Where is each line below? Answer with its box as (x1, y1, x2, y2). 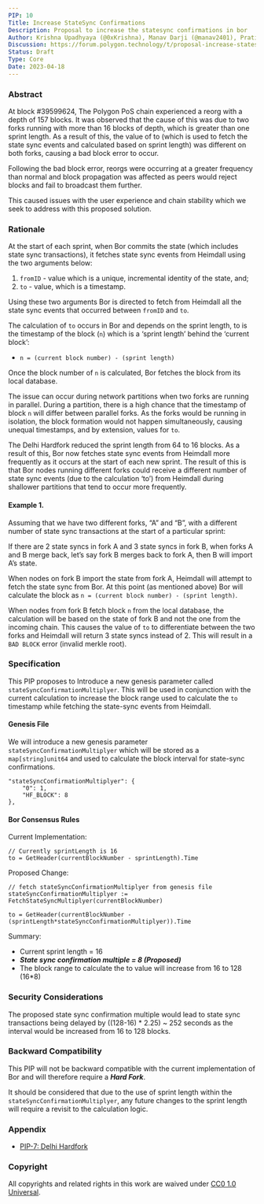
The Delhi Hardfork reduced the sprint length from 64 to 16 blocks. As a (8, 440, 240, 450)
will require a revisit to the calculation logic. (8, 1104, 148, 1113)
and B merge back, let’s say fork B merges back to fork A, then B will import (8, 550, 253, 559)
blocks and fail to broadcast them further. (8, 180, 143, 190)
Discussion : (8, 41, 47, 49)
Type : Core (8, 56, 44, 64)
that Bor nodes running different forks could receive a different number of (8, 465, 247, 475)
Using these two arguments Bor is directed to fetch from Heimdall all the (8, 297, 242, 307)
